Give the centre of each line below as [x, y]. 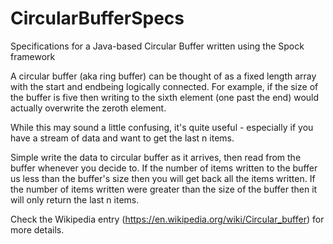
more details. [37, 229]
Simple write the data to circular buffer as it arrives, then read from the [156, 157]
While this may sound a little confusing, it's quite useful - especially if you [162, 127]
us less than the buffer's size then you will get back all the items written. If [163, 178]
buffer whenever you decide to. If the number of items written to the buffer [164, 168]
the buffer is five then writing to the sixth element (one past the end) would [165, 97]
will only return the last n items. [75, 199]
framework [33, 56]
